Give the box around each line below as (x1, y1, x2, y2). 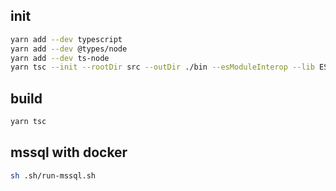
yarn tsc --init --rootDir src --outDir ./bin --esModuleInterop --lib (10, 62, 315, 73)
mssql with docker (10, 144, 128, 161)
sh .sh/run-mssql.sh (10, 170, 97, 181)
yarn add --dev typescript (10, 34, 123, 44)
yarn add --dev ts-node (10, 53, 110, 63)
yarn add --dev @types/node (10, 44, 128, 54)
